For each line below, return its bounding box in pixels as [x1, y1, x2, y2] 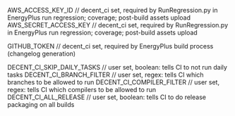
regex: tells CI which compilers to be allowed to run [7, 86, 157, 94]
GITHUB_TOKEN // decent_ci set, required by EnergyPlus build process [7, 42, 214, 50]
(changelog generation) [7, 49, 76, 58]
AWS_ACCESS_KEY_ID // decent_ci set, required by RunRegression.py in [7, 6, 218, 14]
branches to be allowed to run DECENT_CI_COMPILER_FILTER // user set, [7, 78, 220, 86]
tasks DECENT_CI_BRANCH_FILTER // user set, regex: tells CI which [7, 70, 204, 79]
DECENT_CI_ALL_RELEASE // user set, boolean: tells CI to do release [7, 93, 207, 101]
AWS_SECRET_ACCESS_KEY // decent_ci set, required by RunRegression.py [7, 21, 229, 29]
